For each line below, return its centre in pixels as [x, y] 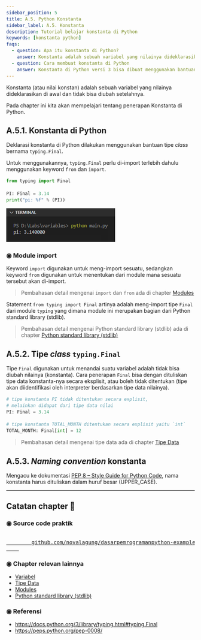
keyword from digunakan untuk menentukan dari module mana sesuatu [94, 275]
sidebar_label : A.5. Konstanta [45, 25]
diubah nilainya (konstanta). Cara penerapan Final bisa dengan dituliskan [97, 375]
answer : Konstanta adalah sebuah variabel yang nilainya [89, 57]
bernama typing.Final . [35, 151]
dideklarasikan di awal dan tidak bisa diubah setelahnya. [76, 93]
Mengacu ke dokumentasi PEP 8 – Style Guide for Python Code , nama [92, 475]
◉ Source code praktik [39, 523]
